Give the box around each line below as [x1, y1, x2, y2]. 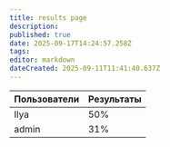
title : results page [9, 13, 88, 23]
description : [9, 22, 59, 31]
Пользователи [14, 93, 80, 105]
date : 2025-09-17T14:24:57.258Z [9, 38, 132, 48]
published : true [9, 30, 71, 39]
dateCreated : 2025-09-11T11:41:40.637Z [9, 64, 161, 73]
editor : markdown [9, 55, 75, 64]
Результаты [87, 93, 143, 105]
